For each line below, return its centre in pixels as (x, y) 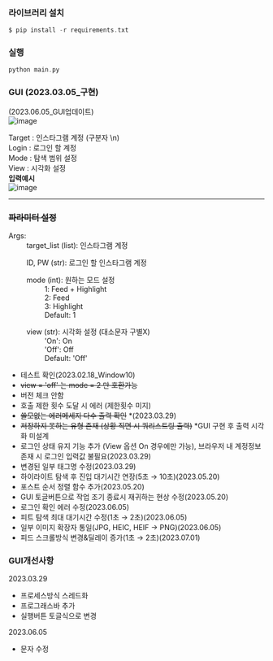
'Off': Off (59, 349)
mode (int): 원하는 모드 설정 (71, 280)
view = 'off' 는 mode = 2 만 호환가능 (79, 385)
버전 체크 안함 (42, 395)
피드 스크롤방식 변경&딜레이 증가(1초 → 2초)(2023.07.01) (110, 537)
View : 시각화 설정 (37, 167)
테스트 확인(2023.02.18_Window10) (78, 375)
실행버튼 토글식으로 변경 (58, 616)
